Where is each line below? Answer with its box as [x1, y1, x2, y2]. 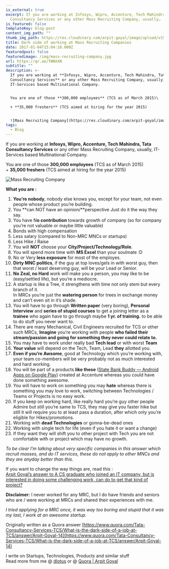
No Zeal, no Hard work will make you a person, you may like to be [13, 270, 149, 276]
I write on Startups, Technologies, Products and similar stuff [6, 553, 129, 558]
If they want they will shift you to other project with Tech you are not [13, 431, 154, 437]
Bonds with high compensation [13, 228, 77, 234]
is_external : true [6, 7, 44, 13]
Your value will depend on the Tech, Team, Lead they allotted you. [13, 345, 151, 351]
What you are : [6, 186, 37, 192]
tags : [6, 122, 17, 128]
